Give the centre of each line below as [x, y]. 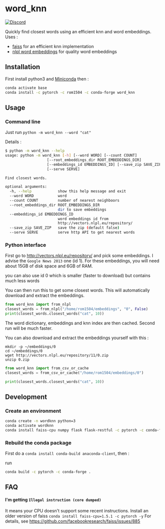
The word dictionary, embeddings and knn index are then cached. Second [80, 323]
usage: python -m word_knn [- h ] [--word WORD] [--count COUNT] [71, 156]
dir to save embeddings [82, 210]
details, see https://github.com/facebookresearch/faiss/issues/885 [73, 521]
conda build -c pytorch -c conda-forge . [48, 472]
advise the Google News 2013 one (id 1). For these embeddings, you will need [82, 261]
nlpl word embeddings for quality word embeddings [65, 52]
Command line [23, 122]
